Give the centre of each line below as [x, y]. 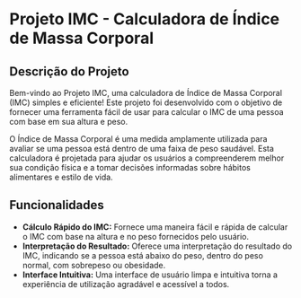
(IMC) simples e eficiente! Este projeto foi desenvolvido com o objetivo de [146, 102]
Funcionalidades [57, 205]
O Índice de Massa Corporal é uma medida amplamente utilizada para [138, 139]
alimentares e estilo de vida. [62, 177]
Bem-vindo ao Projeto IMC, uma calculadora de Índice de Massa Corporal [146, 93]
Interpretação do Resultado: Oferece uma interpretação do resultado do [157, 246]
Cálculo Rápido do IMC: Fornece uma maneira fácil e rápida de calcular [155, 227]
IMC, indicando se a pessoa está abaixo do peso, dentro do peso [142, 255]
